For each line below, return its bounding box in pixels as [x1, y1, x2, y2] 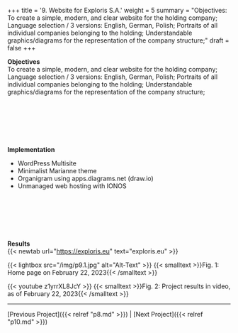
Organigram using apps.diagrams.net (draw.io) [17, 174, 154, 182]
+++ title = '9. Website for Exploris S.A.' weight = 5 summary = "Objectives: [7, 6, 227, 14]
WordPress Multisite [17, 159, 76, 168]
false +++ [7, 44, 36, 52]
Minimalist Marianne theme [17, 167, 97, 175]
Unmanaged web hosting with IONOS [17, 182, 127, 190]
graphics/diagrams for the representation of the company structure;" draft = [7, 36, 229, 45]
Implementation [7, 146, 55, 153]
